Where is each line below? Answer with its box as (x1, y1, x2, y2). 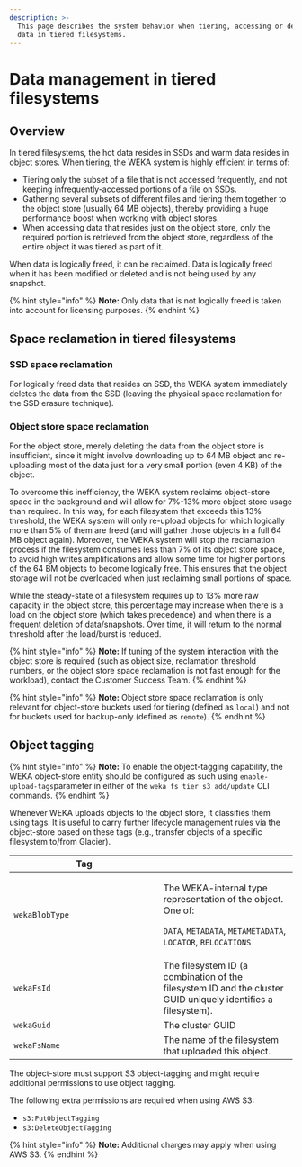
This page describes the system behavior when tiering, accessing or (17, 22, 283, 31)
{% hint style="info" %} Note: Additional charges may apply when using (9, 1140, 277, 1151)
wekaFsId (13, 983, 51, 993)
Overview (9, 123, 66, 139)
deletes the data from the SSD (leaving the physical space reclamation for (9, 388, 283, 399)
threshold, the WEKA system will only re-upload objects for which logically (9, 515, 286, 527)
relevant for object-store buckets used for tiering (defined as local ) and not (9, 701, 289, 712)
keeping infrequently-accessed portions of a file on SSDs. (22, 184, 237, 194)
